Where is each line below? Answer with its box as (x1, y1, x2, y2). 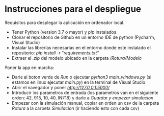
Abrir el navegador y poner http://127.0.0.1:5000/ (11, 84, 110, 90)
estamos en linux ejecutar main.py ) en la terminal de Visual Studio (11, 79, 146, 85)
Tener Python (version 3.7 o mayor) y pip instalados (11, 29, 116, 35)
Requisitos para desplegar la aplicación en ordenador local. (4, 20, 125, 25)
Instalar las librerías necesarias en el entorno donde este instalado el (11, 45, 151, 50)
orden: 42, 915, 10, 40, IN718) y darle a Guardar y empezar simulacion (11, 94, 154, 101)
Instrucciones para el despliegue (4, 3, 141, 15)
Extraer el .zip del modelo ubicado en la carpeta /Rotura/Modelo (11, 55, 142, 61)
